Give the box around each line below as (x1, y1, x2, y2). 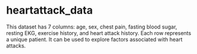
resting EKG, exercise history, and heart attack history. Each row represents (6, 29, 192, 36)
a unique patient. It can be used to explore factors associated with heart (6, 36, 183, 43)
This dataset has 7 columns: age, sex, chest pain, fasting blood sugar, (6, 23, 177, 30)
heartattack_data (6, 4, 93, 17)
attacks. (6, 42, 26, 49)
